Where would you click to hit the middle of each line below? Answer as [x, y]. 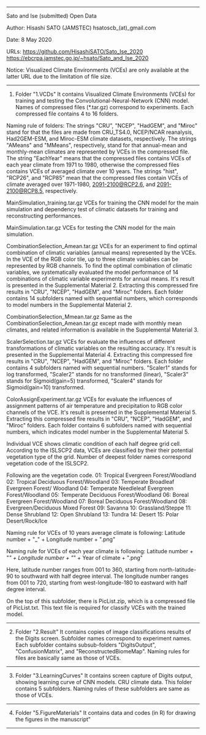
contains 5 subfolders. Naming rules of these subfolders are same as [102, 689]
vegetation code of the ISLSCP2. [48, 463]
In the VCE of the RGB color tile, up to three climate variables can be [93, 259]
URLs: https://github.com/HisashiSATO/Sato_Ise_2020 [75, 52]
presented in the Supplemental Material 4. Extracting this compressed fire [100, 355]
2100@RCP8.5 [25, 191]
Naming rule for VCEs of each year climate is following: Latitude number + [100, 551]
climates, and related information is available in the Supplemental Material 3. [103, 330]
